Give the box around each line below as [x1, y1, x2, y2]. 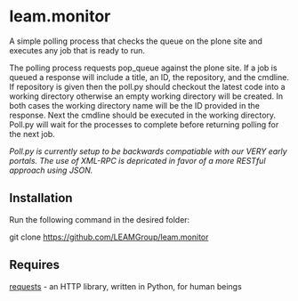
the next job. [9, 128, 55, 139]
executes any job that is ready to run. [9, 45, 145, 55]
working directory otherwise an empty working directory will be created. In [9, 91, 283, 102]
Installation [9, 191, 73, 206]
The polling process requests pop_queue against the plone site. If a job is [9, 62, 278, 73]
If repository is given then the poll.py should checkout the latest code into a [9, 81, 286, 92]
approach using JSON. [9, 165, 93, 175]
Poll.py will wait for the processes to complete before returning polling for [9, 118, 279, 130]
